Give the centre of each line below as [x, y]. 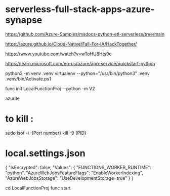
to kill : [19, 119]
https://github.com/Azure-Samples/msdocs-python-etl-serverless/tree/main [85, 34]
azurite [13, 98]
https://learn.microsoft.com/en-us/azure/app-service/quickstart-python [80, 63]
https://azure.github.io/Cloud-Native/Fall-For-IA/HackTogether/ [71, 44]
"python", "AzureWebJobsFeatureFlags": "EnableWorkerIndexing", [74, 173]
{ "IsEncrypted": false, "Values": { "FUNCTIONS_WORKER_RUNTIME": [78, 167]
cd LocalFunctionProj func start [38, 188]
